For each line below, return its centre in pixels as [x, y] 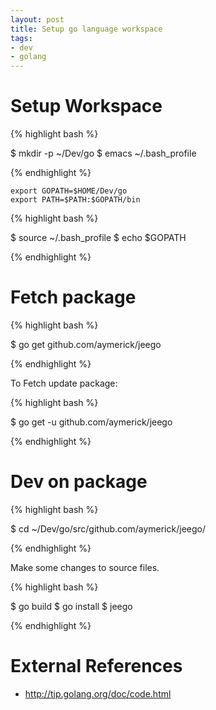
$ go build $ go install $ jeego [71, 606]
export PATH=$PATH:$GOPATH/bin [75, 200]
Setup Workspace [86, 106]
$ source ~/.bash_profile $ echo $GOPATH [98, 238]
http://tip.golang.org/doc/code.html [98, 693]
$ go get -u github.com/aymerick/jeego [91, 422]
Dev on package [79, 482]
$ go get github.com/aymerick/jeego [86, 344]
